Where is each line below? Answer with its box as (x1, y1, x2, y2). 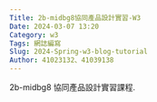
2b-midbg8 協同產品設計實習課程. (9, 82, 136, 92)
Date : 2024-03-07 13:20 (9, 22, 100, 31)
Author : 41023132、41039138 (9, 56, 114, 65)
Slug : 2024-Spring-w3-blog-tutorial (9, 47, 148, 56)
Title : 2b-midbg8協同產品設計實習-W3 (9, 13, 142, 23)
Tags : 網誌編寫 (9, 38, 62, 48)
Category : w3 (9, 30, 59, 39)
